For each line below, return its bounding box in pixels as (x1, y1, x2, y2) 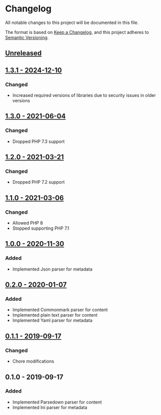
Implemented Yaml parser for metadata (12, 318, 93, 324)
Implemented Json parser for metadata (12, 266, 93, 272)
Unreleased (5, 49, 42, 57)
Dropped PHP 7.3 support (12, 138, 65, 144)
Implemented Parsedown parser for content (12, 399, 102, 405)
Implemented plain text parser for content (12, 312, 98, 318)
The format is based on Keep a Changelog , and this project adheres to (5, 29, 149, 35)
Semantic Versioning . (5, 34, 49, 40)
